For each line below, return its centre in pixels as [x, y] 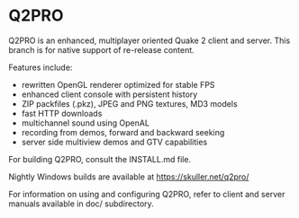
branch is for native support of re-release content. [101, 49]
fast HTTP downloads [62, 113]
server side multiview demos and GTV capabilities [114, 142]
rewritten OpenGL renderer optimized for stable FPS [118, 84]
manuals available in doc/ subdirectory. [81, 204]
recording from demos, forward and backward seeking [123, 132]
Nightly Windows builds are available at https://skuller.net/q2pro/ [129, 177]
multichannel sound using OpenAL [86, 123]
